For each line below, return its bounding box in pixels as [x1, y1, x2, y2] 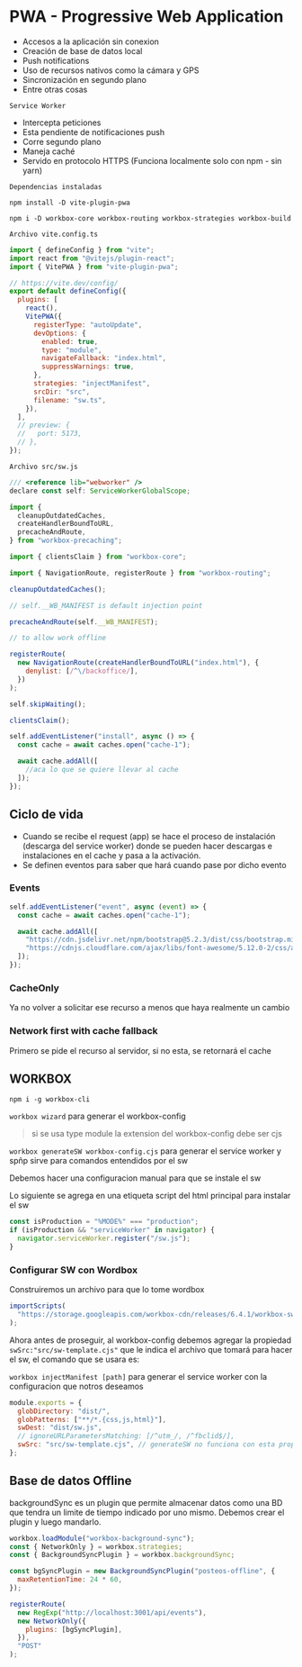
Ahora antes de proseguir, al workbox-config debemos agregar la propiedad [9, 1335, 292, 1345]
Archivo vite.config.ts [9, 230, 99, 239]
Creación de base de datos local [22, 45, 143, 56]
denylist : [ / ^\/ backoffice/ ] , [25, 666, 139, 676]
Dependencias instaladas [9, 182, 102, 191]
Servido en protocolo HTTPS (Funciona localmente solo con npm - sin [22, 155, 282, 166]
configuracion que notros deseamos [9, 1381, 144, 1391]
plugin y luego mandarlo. [9, 1516, 102, 1527]
